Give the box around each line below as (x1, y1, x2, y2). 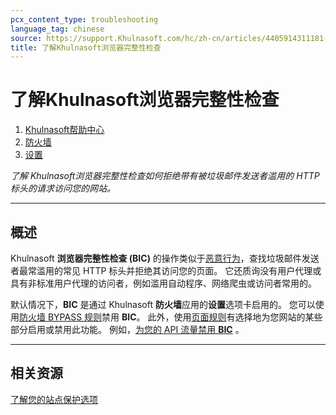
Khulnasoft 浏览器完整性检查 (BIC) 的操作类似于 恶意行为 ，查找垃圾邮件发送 (10, 252, 320, 264)
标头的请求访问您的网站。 (10, 182, 116, 195)
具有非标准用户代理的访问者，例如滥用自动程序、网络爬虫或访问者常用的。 (10, 277, 317, 289)
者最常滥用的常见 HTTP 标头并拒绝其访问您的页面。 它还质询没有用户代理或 (10, 265, 322, 276)
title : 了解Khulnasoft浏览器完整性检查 (10, 42, 162, 53)
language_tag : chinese (10, 24, 105, 34)
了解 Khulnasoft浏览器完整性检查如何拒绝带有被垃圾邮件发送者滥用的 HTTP (10, 170, 320, 182)
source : (10, 33, 43, 43)
